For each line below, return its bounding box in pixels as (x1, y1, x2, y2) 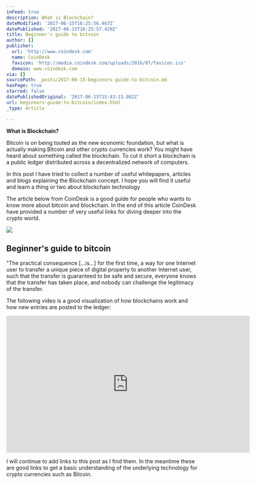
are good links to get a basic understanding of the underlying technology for (6, 464, 198, 472)
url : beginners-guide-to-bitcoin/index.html (6, 99, 121, 105)
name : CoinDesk (12, 54, 50, 60)
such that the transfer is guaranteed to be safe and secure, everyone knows (6, 272, 196, 280)
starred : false (6, 88, 45, 94)
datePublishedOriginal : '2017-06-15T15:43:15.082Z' (6, 94, 140, 100)
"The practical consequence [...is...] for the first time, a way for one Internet (6, 259, 196, 267)
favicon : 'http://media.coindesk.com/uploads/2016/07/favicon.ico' (12, 60, 187, 66)
